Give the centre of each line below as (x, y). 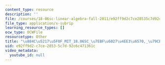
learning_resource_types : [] (35, 28)
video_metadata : (22, 50)
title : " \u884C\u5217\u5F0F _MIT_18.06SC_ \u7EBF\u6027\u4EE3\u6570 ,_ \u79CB (83, 42)
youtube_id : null (27, 55)
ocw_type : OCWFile (24, 32)
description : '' (22, 14)
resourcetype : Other (26, 37)
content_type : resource (29, 10)
